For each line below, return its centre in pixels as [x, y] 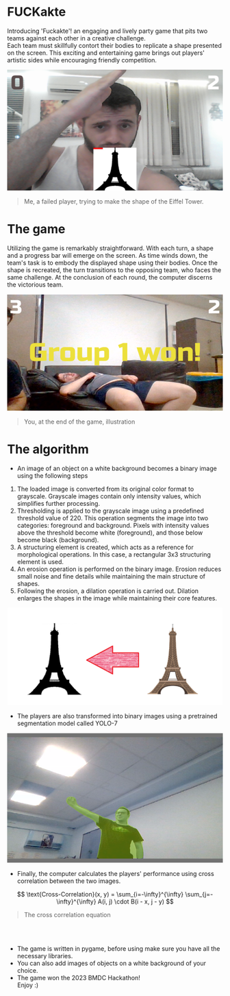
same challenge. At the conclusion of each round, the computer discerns [110, 277]
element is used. [40, 562]
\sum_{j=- [199, 894]
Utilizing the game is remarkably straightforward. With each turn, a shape [110, 248]
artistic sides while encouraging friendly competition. [82, 60]
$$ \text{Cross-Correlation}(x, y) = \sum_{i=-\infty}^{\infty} [100, 894]
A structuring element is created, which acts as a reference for [105, 547]
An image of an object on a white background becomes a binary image [117, 469]
